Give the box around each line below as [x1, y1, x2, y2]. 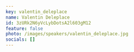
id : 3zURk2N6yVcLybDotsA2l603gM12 [5, 20, 92, 26]
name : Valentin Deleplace [5, 14, 70, 20]
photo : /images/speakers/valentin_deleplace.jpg [5, 31, 129, 37]
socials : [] [5, 36, 35, 42]
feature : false [5, 25, 43, 32]
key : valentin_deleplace [5, 8, 67, 15]
